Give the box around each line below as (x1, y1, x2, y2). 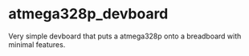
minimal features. (8, 39, 66, 49)
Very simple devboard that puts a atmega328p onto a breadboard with (8, 31, 242, 41)
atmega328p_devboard (8, 5, 169, 23)
